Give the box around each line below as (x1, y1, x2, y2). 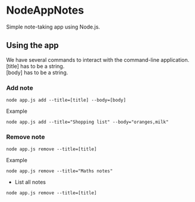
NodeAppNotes (6, 4, 84, 17)
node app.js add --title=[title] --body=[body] (6, 97, 127, 103)
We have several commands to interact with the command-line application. (6, 56, 190, 63)
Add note (6, 84, 34, 92)
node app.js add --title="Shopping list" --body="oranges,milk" (6, 119, 169, 125)
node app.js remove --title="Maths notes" (6, 168, 113, 174)
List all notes (14, 179, 46, 186)
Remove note (6, 132, 45, 141)
